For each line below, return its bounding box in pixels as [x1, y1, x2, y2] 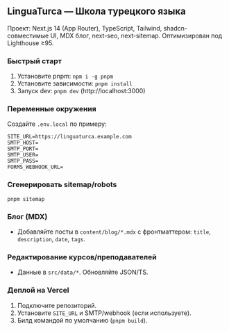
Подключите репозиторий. [17, 301, 97, 309]
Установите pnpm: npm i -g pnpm [17, 72, 113, 81]
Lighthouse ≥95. [7, 38, 54, 47]
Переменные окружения [7, 104, 96, 114]
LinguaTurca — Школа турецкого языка [7, 6, 186, 17]
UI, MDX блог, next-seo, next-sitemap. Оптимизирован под [50, 31, 223, 40]
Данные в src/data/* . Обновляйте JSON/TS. [17, 268, 149, 277]
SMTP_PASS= [7, 158, 39, 165]
